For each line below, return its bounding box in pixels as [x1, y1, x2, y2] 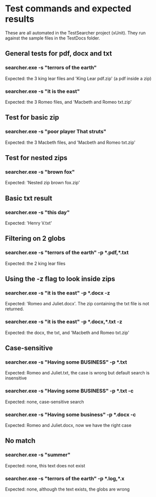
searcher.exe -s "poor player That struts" [5, 128, 107, 135]
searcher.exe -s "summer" [5, 452, 70, 458]
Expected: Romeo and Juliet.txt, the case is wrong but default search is [5, 370, 150, 376]
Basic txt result [5, 194, 53, 203]
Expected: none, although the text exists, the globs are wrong [5, 486, 130, 492]
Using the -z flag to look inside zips [5, 275, 116, 283]
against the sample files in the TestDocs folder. [5, 35, 100, 41]
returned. [5, 306, 24, 312]
